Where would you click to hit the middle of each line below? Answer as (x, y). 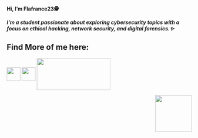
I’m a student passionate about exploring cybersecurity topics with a (93, 22)
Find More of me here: (48, 47)
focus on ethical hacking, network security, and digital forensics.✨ (90, 28)
